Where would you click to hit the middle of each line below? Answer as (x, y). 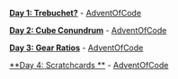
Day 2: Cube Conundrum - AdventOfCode (88, 30)
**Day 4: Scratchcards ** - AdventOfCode (89, 65)
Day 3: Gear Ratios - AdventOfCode (76, 48)
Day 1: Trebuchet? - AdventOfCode (76, 13)
